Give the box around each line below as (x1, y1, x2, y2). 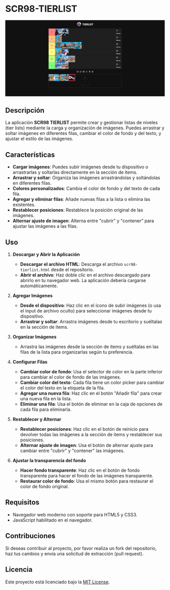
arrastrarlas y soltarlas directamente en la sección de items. (12, 169, 138, 176)
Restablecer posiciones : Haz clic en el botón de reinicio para (20, 426, 149, 432)
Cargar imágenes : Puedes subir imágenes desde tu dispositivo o (12, 164, 148, 170)
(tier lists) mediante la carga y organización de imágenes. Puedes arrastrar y (5, 125, 164, 131)
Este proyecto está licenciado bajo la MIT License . (5, 579, 110, 585)
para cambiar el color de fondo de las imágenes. (20, 374, 121, 380)
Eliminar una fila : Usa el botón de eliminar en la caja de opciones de (20, 401, 163, 407)
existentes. (12, 201, 35, 208)
